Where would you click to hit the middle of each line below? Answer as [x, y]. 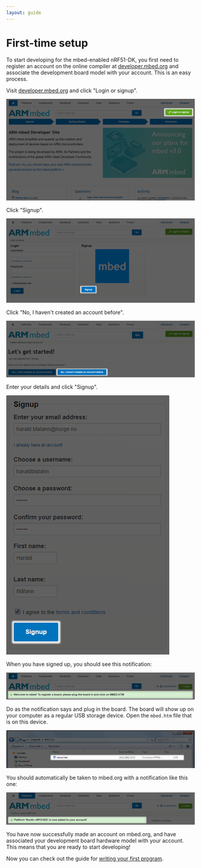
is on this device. [27, 722]
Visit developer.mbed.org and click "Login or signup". [72, 91]
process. [17, 79]
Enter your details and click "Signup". [52, 387]
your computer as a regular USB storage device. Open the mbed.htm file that [99, 716]
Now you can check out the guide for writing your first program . [85, 858]
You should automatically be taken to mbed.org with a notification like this [97, 777]
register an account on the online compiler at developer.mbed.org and [92, 66]
